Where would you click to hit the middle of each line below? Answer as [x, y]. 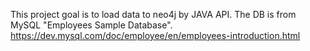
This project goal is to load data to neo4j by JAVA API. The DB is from [153, 14]
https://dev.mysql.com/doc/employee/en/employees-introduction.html [155, 35]
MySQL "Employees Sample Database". [91, 25]
